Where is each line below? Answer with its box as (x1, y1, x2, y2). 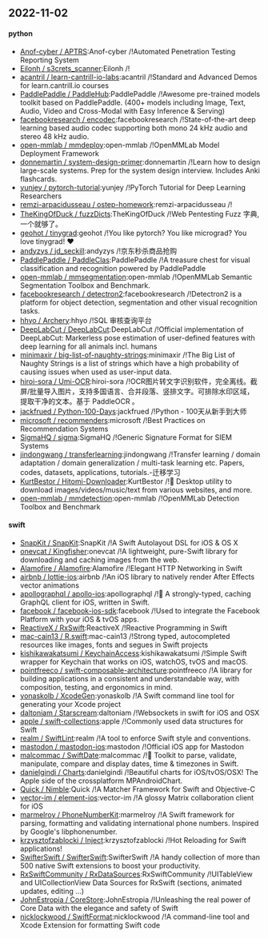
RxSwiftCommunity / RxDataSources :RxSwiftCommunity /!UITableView (19, 869, 254, 879)
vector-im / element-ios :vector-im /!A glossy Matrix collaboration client (19, 792, 254, 802)
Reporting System (19, 55, 80, 65)
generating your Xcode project (19, 699, 122, 708)
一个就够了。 (19, 219, 62, 229)
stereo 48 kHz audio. (19, 131, 90, 141)
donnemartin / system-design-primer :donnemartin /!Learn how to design (19, 157, 261, 166)
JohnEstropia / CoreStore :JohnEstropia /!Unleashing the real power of (19, 895, 251, 904)
